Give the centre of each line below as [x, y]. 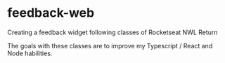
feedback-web [51, 13]
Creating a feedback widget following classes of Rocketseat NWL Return [112, 32]
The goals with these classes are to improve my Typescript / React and [110, 45]
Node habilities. [30, 53]
